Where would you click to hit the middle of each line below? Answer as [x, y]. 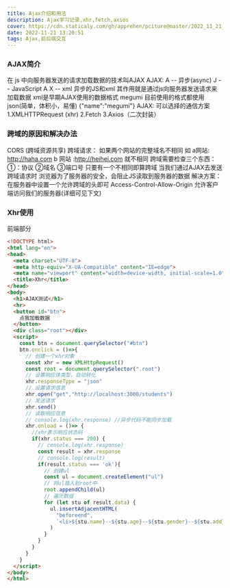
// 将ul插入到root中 [70, 483]
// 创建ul [56, 471]
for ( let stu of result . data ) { [90, 502]
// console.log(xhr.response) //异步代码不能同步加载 [98, 420]
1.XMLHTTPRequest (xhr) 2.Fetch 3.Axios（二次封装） [84, 114]
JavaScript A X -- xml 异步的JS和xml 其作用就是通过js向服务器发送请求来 [114, 89]
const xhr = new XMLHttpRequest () [75, 362]
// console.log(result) [72, 458]
